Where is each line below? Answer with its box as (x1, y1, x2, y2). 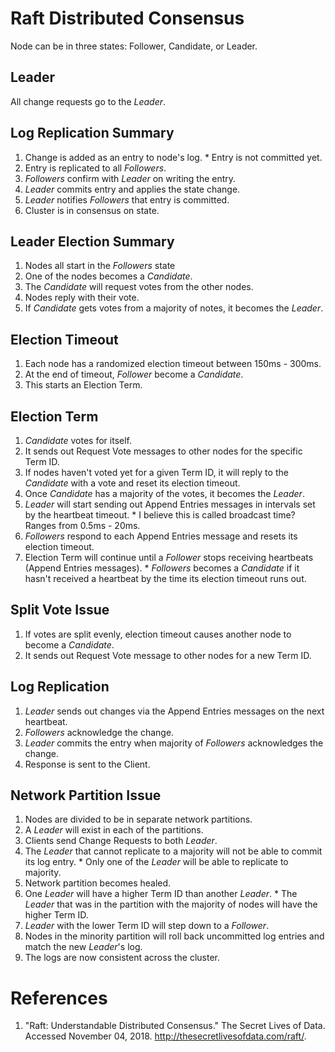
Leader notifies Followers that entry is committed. (24, 193, 230, 206)
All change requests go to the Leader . (10, 95, 167, 107)
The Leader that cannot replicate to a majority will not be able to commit (24, 845, 323, 857)
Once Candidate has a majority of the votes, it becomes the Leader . (24, 488, 305, 499)
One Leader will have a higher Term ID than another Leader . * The (24, 888, 298, 900)
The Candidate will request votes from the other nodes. (24, 281, 254, 293)
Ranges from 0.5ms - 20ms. (24, 520, 141, 531)
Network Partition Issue (10, 787, 162, 804)
